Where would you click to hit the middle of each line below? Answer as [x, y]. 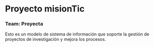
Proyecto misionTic [45, 9]
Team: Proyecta [24, 24]
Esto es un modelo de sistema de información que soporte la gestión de [77, 34]
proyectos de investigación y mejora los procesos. [56, 39]
